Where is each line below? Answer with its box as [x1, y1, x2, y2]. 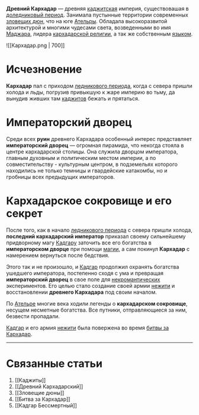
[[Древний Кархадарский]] [14, 383, 84, 390]
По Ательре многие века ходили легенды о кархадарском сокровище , [6, 300, 188, 307]
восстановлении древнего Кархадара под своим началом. [6, 288, 157, 295]
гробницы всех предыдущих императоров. [6, 173, 115, 180]
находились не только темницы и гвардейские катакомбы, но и [6, 166, 168, 174]
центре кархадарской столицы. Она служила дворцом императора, [6, 148, 178, 155]
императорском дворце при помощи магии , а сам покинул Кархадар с [6, 245, 190, 252]
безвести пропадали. [6, 312, 60, 320]
